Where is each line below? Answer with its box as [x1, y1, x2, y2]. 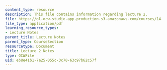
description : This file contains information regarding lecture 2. [5, 12, 148, 17]
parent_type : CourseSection [5, 39, 64, 44]
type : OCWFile [5, 53, 35, 58]
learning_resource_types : [5, 26, 59, 31]
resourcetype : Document [5, 44, 55, 49]
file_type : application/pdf [5, 21, 64, 26]
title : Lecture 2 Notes [5, 48, 55, 53]
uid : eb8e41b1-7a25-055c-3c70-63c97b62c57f [5, 58, 97, 63]
